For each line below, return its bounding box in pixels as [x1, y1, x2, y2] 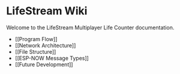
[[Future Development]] [14, 61, 73, 68]
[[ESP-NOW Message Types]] [14, 54, 89, 61]
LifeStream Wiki [6, 4, 88, 18]
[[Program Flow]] [14, 35, 58, 42]
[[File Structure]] [14, 48, 56, 55]
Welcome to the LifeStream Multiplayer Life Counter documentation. [6, 24, 175, 31]
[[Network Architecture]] [14, 42, 76, 49]
